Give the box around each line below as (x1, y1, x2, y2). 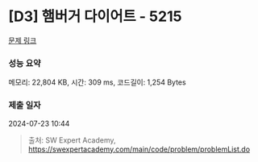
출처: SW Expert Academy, (27, 135, 116, 145)
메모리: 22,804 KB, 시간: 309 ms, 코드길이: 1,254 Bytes (8, 77, 187, 87)
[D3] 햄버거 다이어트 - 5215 (8, 7, 182, 26)
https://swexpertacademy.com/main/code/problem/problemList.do (27, 144, 251, 154)
